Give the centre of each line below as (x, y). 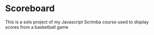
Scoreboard (30, 9)
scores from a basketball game (37, 27)
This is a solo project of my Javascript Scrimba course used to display (77, 22)
